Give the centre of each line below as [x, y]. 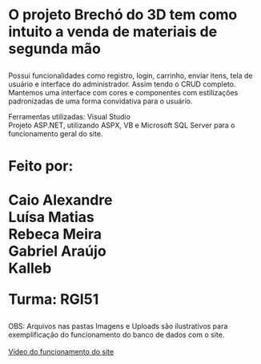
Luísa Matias [51, 217]
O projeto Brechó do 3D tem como [123, 15]
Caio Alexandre [60, 200]
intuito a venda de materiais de [113, 32]
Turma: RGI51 [54, 299]
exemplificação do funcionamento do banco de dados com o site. [116, 335]
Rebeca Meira [55, 235]
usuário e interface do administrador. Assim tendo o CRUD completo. [122, 84]
